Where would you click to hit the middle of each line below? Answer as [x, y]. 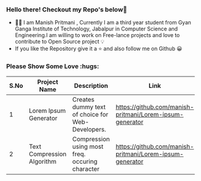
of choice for [90, 114]
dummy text [89, 107]
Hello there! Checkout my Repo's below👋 [67, 10]
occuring [85, 161]
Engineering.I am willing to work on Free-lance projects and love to [97, 35]
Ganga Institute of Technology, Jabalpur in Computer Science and [96, 29]
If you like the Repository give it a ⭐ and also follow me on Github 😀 [98, 49]
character [86, 168]
